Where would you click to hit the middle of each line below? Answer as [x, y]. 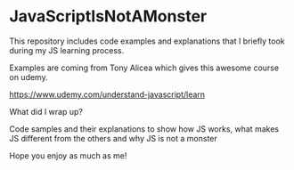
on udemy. [29, 77]
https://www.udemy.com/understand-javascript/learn [107, 94]
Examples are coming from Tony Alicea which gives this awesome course [144, 68]
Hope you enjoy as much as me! [68, 155]
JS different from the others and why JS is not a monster [114, 138]
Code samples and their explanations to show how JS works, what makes [144, 129]
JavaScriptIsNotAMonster [108, 16]
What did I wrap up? [46, 111]
